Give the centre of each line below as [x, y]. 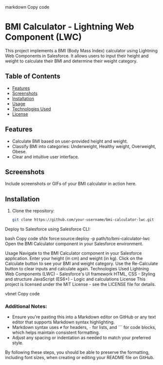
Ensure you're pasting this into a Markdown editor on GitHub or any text [84, 317]
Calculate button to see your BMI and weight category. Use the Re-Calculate [81, 264]
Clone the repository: [33, 211]
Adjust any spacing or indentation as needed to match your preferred [81, 338]
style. [18, 343]
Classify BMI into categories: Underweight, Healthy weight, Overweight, [84, 146]
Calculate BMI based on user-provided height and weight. [70, 141]
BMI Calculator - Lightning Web [70, 27]
